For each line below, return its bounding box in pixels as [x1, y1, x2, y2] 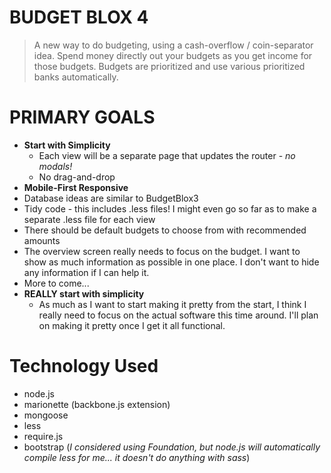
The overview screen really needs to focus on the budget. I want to [23, 245, 301, 257]
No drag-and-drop [38, 171, 116, 183]
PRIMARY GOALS [9, 106, 156, 129]
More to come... [23, 277, 90, 289]
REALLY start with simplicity [23, 287, 145, 300]
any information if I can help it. [23, 266, 150, 278]
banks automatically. [33, 71, 119, 83]
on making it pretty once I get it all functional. [38, 319, 226, 331]
